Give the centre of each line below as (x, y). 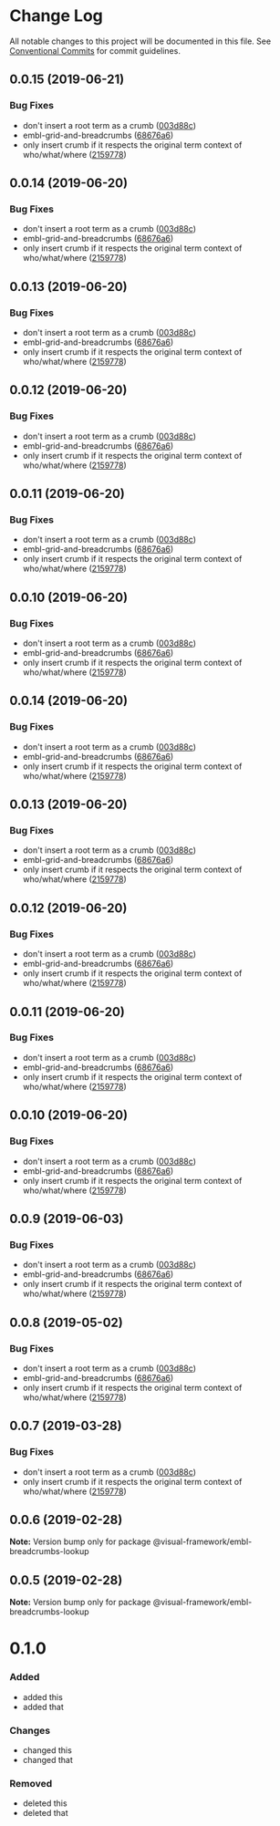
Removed (31, 1783)
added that (43, 1707)
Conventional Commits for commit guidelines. (95, 50)
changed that (47, 1759)
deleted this (45, 1803)
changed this (47, 1750)
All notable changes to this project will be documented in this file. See (140, 41)
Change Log (56, 16)
